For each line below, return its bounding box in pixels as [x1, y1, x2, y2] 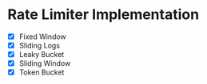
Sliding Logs [18, 41, 61, 50]
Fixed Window [18, 32, 67, 41]
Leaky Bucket [18, 50, 65, 59]
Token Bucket [18, 67, 65, 77]
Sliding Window [18, 59, 71, 68]
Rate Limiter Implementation [7, 6, 200, 24]
